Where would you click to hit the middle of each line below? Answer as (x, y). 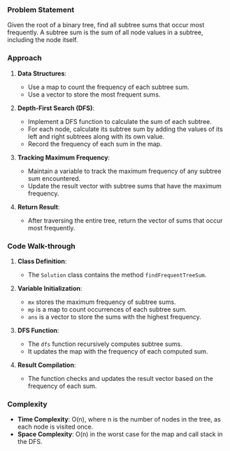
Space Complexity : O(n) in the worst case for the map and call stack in (120, 434)
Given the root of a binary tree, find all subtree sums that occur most (106, 25)
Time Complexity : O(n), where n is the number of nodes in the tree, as (119, 419)
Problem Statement (41, 10)
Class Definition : (42, 261)
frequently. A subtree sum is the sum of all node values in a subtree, (105, 32)
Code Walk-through (41, 246)
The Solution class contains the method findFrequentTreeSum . (117, 275)
